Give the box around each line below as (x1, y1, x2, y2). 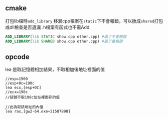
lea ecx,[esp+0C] (5, 85, 42, 90)
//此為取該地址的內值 (5, 104, 44, 109)
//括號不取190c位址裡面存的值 (5, 95, 60, 100)
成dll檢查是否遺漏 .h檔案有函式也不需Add (5, 24, 90, 30)
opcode (5, 52, 30, 61)
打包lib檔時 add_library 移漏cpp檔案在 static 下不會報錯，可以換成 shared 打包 (5, 17, 163, 24)
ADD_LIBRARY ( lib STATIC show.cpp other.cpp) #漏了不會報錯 (5, 34, 127, 39)
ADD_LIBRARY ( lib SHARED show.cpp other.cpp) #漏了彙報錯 (5, 38, 123, 44)
